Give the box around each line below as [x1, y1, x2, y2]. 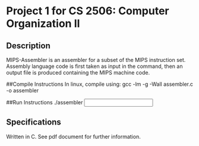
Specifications [6, 117, 61, 128]
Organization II [6, 17, 80, 30]
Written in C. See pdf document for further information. [6, 133, 141, 140]
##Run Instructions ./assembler [6, 99, 83, 105]
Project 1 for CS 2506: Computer [6, 4, 169, 18]
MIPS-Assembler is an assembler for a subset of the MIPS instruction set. [6, 57, 186, 63]
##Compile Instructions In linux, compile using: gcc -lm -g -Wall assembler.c [6, 80, 194, 88]
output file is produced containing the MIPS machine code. [6, 69, 150, 76]
